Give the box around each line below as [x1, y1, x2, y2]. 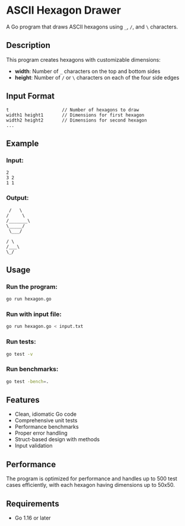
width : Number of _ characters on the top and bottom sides [14, 68, 161, 75]
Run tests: [6, 337, 37, 346]
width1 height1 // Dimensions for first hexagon [6, 112, 145, 118]
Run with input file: [6, 310, 62, 318]
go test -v [6, 351, 33, 357]
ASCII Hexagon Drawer [6, 4, 122, 17]
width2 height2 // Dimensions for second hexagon [6, 117, 147, 123]
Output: [6, 194, 29, 202]
